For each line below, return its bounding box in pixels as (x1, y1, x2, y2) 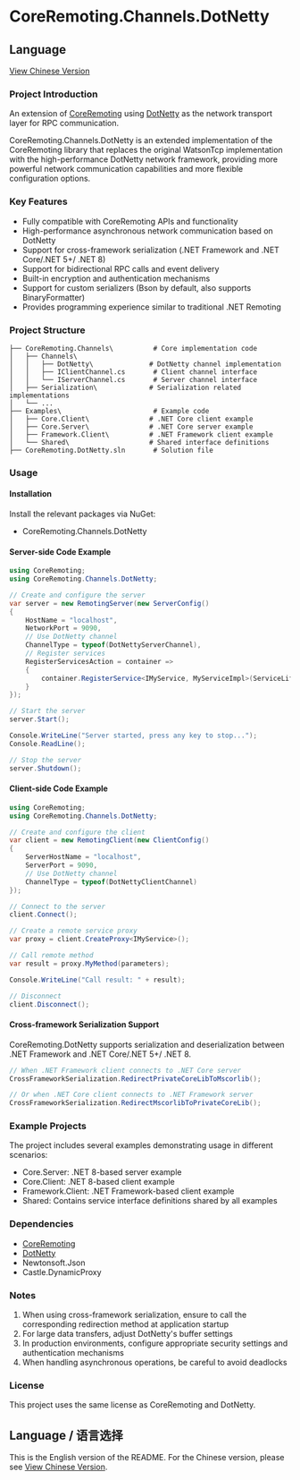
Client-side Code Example (9, 783, 109, 794)
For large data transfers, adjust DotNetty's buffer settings (21, 1329, 234, 1340)
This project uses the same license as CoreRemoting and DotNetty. (9, 1399, 256, 1410)
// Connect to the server (9, 902, 105, 911)
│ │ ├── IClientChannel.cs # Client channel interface (9, 367, 257, 377)
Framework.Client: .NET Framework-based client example (21, 1186, 235, 1196)
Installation (9, 489, 52, 499)
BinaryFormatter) (21, 292, 86, 302)
